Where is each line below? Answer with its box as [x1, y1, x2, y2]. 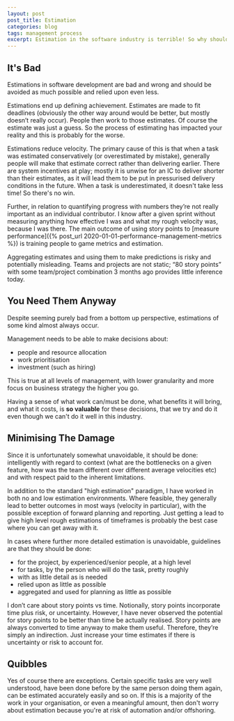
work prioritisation [17, 355, 70, 364]
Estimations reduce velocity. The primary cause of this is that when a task [7, 144, 219, 153]
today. [7, 274, 26, 283]
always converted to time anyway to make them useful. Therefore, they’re [7, 623, 219, 631]
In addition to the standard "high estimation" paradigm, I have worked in [7, 486, 214, 495]
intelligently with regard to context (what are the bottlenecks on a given [7, 458, 212, 467]
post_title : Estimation [7, 17, 77, 24]
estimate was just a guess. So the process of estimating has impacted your [7, 123, 223, 132]
